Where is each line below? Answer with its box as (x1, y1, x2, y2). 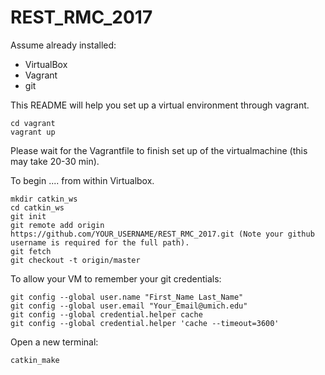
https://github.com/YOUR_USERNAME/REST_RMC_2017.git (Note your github (10, 229, 315, 239)
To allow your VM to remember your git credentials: (10, 272, 222, 285)
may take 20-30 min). (10, 155, 100, 167)
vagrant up (10, 127, 56, 137)
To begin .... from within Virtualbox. (10, 174, 155, 186)
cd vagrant (10, 118, 56, 128)
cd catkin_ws (10, 202, 65, 213)
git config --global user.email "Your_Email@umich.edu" (10, 301, 248, 311)
